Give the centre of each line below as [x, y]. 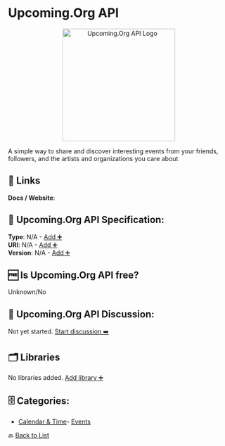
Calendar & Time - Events [54, 421]
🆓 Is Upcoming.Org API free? [73, 275]
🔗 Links [24, 181]
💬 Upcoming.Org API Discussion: [81, 314]
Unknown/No [27, 292]
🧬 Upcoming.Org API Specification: [86, 220]
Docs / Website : [32, 198]
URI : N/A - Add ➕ [33, 245]
